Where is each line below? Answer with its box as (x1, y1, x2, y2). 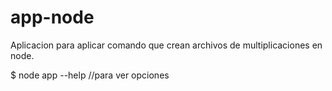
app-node (10, 6, 95, 29)
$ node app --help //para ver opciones (10, 69, 170, 81)
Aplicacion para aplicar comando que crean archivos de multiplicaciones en (10, 39, 323, 51)
